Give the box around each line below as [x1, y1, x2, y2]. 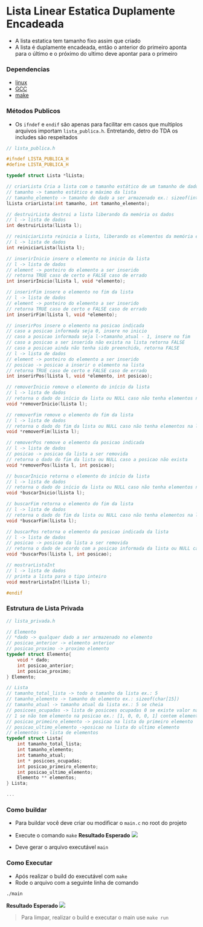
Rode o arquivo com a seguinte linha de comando [14, 879, 139, 886]
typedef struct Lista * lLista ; [6, 172, 85, 179]
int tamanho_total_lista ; [17, 741, 83, 747]
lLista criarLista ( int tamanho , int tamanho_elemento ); [6, 200, 150, 206]
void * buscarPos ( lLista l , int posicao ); [6, 551, 112, 557]
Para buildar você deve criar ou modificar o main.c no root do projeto [14, 819, 187, 827]
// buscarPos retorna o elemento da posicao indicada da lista [6, 528, 169, 535]
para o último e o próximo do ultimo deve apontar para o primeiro [14, 50, 178, 57]
